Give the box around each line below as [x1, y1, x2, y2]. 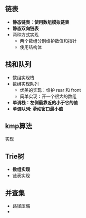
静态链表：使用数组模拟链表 [12, 19, 70, 25]
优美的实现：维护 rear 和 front [19, 87, 81, 93]
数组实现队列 [12, 81, 39, 87]
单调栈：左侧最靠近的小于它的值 [12, 99, 78, 105]
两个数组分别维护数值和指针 [19, 38, 77, 44]
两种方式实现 [12, 32, 39, 38]
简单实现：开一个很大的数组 [19, 93, 77, 99]
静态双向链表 [12, 25, 39, 31]
